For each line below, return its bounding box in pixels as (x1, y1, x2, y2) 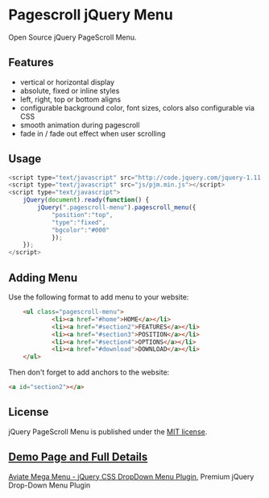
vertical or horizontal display (19, 77, 115, 86)
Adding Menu (8, 270, 78, 284)
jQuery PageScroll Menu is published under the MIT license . (8, 426, 208, 437)
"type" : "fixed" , (51, 218, 106, 227)
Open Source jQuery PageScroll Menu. (8, 32, 137, 42)
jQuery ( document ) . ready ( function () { (23, 196, 150, 204)
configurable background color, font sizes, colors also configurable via (19, 103, 255, 112)
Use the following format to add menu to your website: (8, 292, 189, 302)
